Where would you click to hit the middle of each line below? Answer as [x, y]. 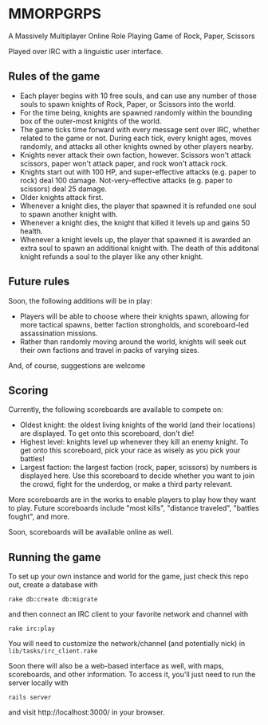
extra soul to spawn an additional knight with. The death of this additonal [139, 248]
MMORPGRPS [55, 14]
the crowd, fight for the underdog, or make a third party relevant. [126, 484]
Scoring [28, 390]
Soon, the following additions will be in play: [81, 300]
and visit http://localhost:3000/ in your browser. [87, 712]
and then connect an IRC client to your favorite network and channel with [128, 614]
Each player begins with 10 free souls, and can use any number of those [138, 96]
